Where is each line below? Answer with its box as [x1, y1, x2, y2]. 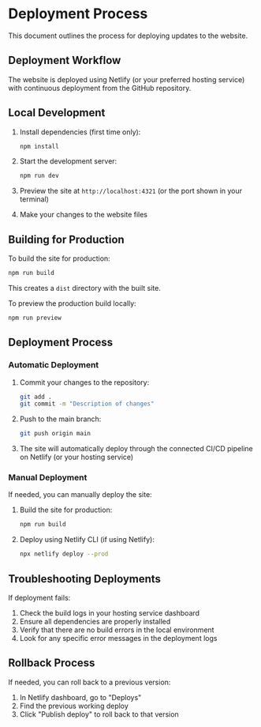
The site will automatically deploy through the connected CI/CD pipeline [19, 444, 254, 454]
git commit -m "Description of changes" [19, 400, 155, 408]
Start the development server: [19, 156, 117, 166]
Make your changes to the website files [19, 210, 148, 220]
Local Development [8, 106, 106, 119]
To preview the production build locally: [8, 299, 136, 308]
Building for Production [8, 232, 125, 246]
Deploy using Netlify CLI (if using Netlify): [19, 535, 155, 544]
